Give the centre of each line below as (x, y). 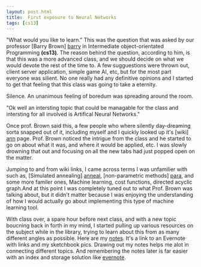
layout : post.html (29, 12)
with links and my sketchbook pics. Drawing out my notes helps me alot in (97, 245)
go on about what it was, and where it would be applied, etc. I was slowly (97, 145)
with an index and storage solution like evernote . (66, 257)
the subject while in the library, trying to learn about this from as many (93, 232)
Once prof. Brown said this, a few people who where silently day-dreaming (98, 126)
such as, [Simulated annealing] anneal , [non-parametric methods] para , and (100, 176)
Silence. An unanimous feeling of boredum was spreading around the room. (100, 96)
